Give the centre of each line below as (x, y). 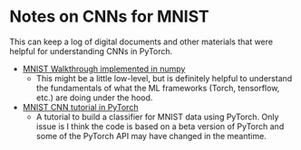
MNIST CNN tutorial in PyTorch (80, 107)
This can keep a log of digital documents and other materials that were (141, 42)
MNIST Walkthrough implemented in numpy (104, 69)
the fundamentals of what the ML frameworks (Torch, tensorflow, (158, 88)
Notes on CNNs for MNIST (110, 17)
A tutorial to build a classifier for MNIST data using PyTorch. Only (157, 117)
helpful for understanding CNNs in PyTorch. (91, 51)
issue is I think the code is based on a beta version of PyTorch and (160, 126)
